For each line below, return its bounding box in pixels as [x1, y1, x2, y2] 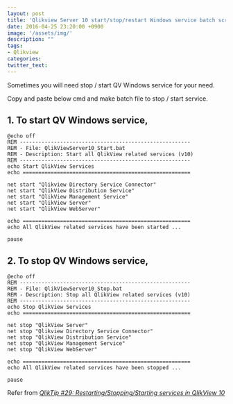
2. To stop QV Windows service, [7, 255, 149, 267]
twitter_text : [7, 62, 49, 69]
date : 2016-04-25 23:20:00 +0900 [7, 23, 104, 30]
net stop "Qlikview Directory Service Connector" [7, 328, 154, 335]
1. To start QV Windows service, [7, 115, 148, 126]
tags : [7, 42, 23, 49]
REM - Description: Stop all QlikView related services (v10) [7, 292, 191, 298]
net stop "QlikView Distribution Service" [7, 334, 132, 341]
